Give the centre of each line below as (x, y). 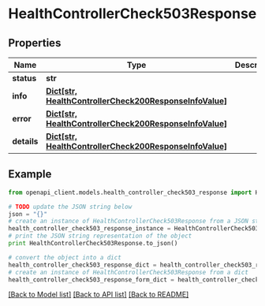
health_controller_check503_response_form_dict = (91, 280)
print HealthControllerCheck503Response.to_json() (93, 244)
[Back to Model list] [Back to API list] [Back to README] (99, 295)
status (24, 78)
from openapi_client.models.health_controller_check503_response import (130, 192)
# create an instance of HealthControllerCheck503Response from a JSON (128, 222)
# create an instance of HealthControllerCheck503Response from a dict (128, 272)
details (25, 141)
